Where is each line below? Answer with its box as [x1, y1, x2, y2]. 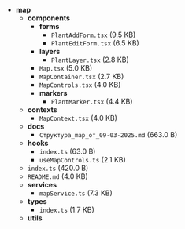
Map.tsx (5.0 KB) [39, 64, 93, 72]
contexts [27, 105, 57, 114]
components [27, 13, 71, 23]
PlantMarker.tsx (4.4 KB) [50, 96, 133, 106]
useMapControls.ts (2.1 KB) [39, 155, 126, 164]
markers [39, 89, 68, 97]
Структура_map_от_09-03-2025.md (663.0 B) [39, 130, 178, 139]
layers [39, 47, 61, 56]
